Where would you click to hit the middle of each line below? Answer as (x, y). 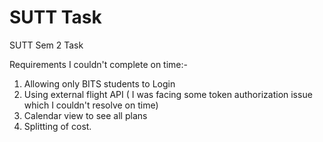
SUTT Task (55, 17)
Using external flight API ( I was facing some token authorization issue (168, 94)
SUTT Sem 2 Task (46, 45)
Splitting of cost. (57, 126)
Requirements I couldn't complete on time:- (98, 64)
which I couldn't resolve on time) (91, 105)
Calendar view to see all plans (85, 115)
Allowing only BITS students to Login (99, 83)
